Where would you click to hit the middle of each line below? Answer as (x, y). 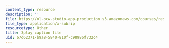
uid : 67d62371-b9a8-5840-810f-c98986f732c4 (52, 38)
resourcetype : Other (27, 28)
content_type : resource (30, 10)
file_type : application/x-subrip (40, 24)
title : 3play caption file (33, 33)
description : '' (22, 14)
